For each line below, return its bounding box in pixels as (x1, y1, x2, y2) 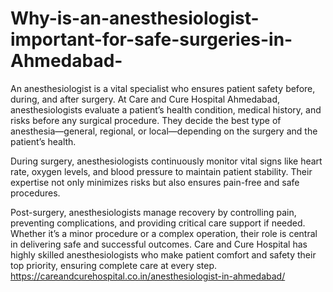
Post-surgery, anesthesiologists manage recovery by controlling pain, (10, 206, 297, 218)
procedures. (10, 187, 61, 199)
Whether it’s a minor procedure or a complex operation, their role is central (10, 227, 318, 239)
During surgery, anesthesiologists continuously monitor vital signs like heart (10, 155, 323, 167)
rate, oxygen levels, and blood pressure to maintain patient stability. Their (10, 165, 313, 177)
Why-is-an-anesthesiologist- (10, 7, 260, 30)
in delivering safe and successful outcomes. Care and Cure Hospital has (10, 238, 308, 250)
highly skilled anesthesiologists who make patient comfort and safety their (10, 248, 317, 261)
